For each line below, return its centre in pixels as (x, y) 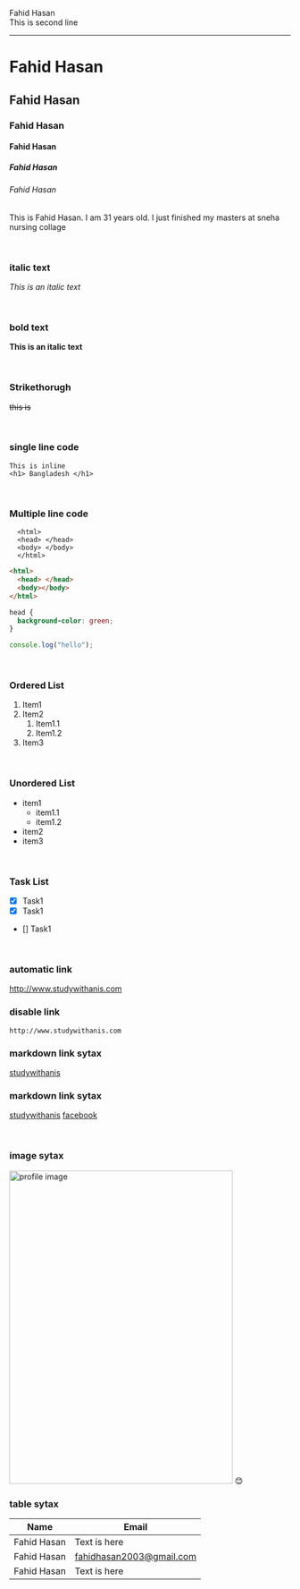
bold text (29, 327)
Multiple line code (49, 514)
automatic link (41, 970)
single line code (44, 447)
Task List (29, 881)
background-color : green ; (66, 621)
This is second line (44, 22)
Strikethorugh (40, 387)
